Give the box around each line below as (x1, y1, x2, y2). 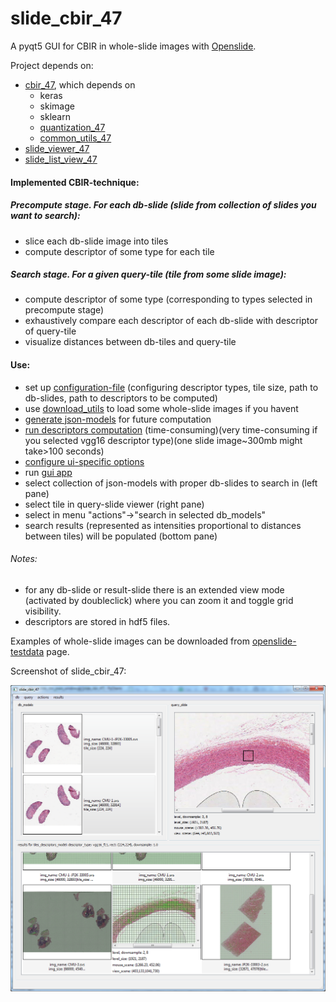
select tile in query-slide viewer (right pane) (24, 498, 205, 510)
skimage (39, 100, 75, 112)
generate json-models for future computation (24, 413, 212, 425)
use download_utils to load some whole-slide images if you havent (24, 402, 299, 414)
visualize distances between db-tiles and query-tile (24, 336, 237, 348)
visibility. (24, 605, 62, 617)
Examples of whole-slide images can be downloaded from (10, 635, 250, 647)
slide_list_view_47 (24, 153, 98, 165)
